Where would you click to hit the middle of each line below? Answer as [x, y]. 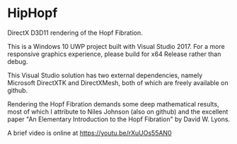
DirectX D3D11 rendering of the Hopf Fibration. [75, 33]
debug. [18, 61]
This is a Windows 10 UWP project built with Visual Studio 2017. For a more [116, 46]
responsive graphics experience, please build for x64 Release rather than [114, 54]
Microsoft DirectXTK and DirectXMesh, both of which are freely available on [118, 82]
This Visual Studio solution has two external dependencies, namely [105, 75]
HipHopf [33, 13]
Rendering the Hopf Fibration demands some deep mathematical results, [113, 104]
